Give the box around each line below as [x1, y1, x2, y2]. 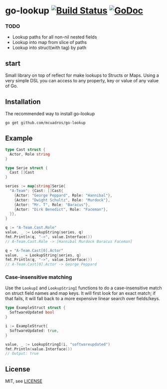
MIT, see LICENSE [5, 378, 42, 384]
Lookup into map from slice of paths [12, 39, 87, 45]
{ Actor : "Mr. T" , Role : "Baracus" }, [14, 202, 91, 207]
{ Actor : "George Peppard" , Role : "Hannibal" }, [14, 193, 113, 198]
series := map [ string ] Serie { [5, 184, 66, 189]
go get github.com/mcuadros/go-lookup [5, 120, 86, 126]
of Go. [5, 83, 18, 89]
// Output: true [5, 351, 39, 356]
